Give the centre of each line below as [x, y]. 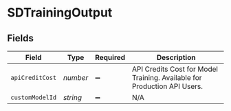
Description [176, 58]
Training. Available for [167, 78]
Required [110, 58]
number [76, 78]
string [73, 98]
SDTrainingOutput [60, 13]
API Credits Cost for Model [175, 69]
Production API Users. [167, 86]
